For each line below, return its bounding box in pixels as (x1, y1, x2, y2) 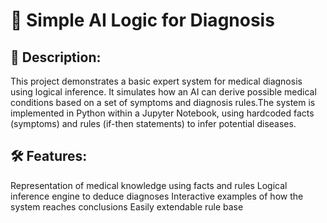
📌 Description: (10, 49, 102, 66)
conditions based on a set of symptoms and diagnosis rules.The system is (10, 97, 316, 108)
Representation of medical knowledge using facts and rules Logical (10, 179, 288, 191)
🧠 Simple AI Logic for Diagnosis (10, 9, 275, 32)
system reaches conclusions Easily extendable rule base (10, 200, 244, 213)
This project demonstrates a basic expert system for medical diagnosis (10, 75, 303, 87)
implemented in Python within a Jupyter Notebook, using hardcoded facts (10, 107, 315, 119)
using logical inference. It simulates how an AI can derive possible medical (10, 86, 317, 98)
